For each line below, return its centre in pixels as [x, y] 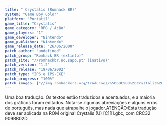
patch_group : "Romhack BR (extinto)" [44, 56]
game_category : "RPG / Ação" [35, 28]
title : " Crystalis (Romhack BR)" [41, 10]
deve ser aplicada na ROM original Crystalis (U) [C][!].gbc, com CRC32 [78, 113]
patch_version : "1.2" [28, 65]
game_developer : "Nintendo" [34, 38]
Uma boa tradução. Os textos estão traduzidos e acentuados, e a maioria [80, 97]
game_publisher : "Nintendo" [34, 42]
